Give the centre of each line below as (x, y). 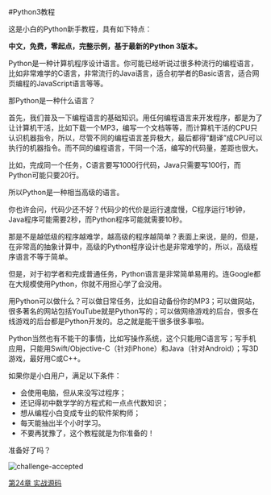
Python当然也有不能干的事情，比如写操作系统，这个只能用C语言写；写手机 (132, 338)
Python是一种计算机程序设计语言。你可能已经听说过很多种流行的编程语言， (133, 63)
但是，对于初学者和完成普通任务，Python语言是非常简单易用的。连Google (131, 274)
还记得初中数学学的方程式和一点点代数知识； (94, 403)
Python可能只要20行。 (46, 175)
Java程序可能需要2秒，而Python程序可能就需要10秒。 (98, 219)
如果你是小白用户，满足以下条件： (65, 376)
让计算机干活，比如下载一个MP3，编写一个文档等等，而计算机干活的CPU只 (133, 128)
